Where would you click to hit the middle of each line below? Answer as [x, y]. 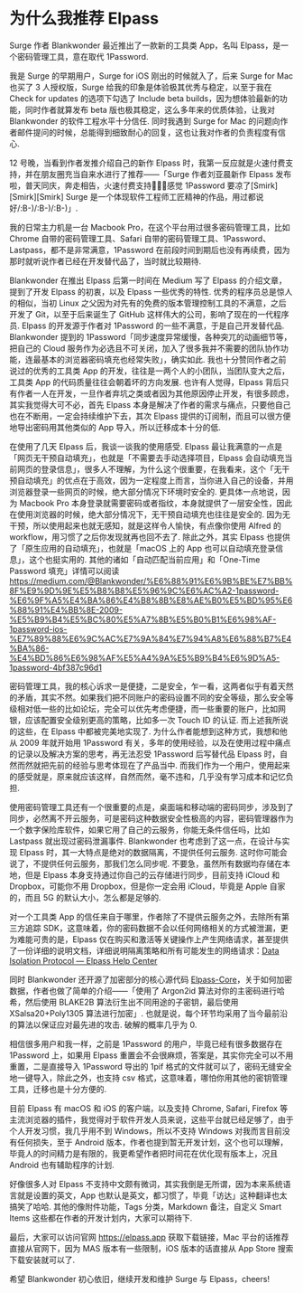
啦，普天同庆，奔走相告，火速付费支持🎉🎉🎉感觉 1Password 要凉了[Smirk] [143, 185]
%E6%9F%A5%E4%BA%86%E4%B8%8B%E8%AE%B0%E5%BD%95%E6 [151, 600]
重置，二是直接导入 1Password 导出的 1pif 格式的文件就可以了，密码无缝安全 [151, 1066]
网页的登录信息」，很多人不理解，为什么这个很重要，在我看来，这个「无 [149, 469]
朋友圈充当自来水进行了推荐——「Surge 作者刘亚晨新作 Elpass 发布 [166, 174]
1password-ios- [38, 628]
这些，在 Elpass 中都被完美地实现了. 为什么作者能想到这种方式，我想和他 [152, 731]
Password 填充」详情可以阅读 [64, 571]
